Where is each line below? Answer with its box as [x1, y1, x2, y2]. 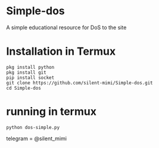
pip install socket [6, 74, 55, 81]
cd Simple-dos [6, 85, 42, 91]
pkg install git [6, 70, 46, 75]
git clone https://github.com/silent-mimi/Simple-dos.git [6, 80, 153, 86]
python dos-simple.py [6, 124, 60, 130]
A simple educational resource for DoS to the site [6, 24, 127, 31]
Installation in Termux [6, 45, 116, 58]
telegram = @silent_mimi [6, 135, 67, 142]
